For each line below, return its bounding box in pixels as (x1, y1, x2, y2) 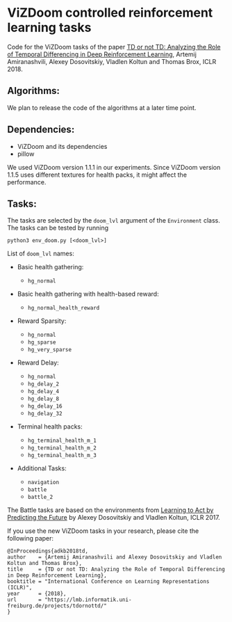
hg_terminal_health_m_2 (27, 445, 97, 452)
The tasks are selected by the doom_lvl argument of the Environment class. (7, 216, 221, 225)
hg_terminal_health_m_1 (27, 437, 97, 445)
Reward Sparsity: (17, 317, 67, 325)
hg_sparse (27, 339, 57, 346)
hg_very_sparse (27, 346, 72, 353)
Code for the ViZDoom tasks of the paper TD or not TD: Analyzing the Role (7, 42, 221, 51)
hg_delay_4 (27, 388, 60, 395)
